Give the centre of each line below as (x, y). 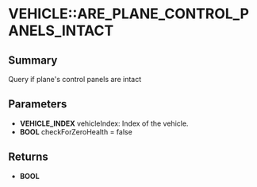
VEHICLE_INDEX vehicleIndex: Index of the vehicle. (104, 123)
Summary (33, 60)
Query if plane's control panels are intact (75, 79)
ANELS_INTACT (61, 31)
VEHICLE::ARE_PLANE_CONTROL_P (129, 14)
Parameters (38, 104)
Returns (29, 157)
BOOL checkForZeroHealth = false (76, 131)
